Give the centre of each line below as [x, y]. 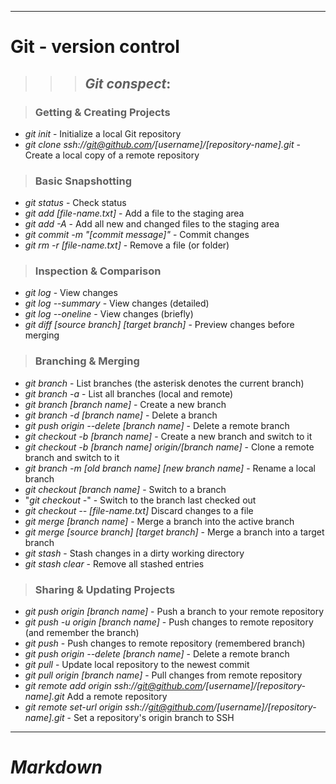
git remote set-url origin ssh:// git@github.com [119, 707]
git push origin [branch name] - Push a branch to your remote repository [174, 612]
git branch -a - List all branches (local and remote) [129, 393]
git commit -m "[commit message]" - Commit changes [137, 235]
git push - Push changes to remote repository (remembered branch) [165, 643]
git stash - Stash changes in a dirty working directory [134, 553]
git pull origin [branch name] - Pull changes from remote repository [163, 675]
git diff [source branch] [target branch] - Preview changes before [159, 325]
